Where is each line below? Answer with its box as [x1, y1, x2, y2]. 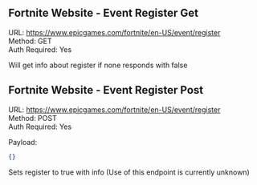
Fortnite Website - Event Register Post [8, 83, 203, 97]
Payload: [8, 137, 38, 147]
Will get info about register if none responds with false [8, 60, 188, 70]
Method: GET [8, 36, 52, 46]
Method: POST [8, 113, 58, 123]
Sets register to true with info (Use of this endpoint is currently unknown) [8, 167, 251, 177]
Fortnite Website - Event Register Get [8, 6, 199, 20]
